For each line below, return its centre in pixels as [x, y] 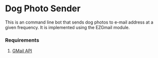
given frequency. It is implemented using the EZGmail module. [68, 27]
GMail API [22, 51]
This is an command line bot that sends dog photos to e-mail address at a [79, 22]
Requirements [22, 40]
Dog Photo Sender [43, 9]
